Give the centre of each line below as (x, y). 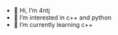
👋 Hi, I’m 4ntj (32, 10)
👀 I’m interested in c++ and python (62, 17)
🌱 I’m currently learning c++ (53, 25)
